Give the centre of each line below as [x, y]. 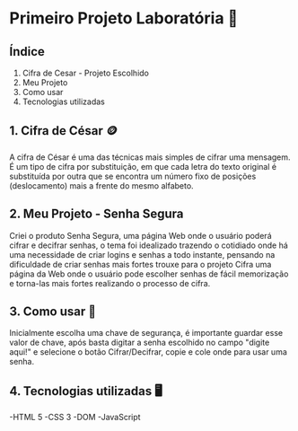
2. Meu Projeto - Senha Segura [96, 214]
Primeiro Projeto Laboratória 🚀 [124, 18]
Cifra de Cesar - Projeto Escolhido [86, 73]
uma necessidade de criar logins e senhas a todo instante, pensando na [142, 254]
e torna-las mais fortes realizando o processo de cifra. [110, 283]
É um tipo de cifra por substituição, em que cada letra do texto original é [143, 166]
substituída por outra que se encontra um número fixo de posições [133, 176]
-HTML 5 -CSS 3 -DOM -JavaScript [75, 418]
